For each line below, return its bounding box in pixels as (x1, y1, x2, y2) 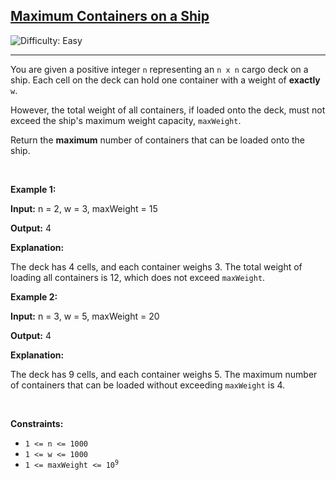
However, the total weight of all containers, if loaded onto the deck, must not (10, 104, 326, 116)
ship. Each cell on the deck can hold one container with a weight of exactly (10, 74, 321, 86)
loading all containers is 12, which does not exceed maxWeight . (10, 271, 266, 283)
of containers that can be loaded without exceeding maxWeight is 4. (10, 379, 286, 391)
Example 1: (10, 183, 57, 195)
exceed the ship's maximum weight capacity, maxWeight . (10, 114, 242, 126)
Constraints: (10, 417, 64, 429)
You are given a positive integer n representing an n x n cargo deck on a (10, 63, 309, 75)
